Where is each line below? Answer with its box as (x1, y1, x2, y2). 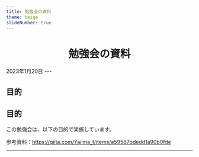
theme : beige (6, 14, 38, 20)
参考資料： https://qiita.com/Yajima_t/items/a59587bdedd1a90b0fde (6, 138, 172, 145)
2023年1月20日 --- (6, 68, 52, 75)
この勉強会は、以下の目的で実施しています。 (6, 126, 115, 133)
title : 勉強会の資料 (6, 8, 52, 15)
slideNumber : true (6, 20, 52, 25)
